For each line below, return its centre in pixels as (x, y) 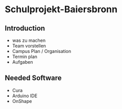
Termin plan (25, 57)
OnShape (22, 101)
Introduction (25, 28)
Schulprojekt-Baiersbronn (61, 9)
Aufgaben (22, 62)
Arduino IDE (25, 96)
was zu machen (29, 40)
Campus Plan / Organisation (42, 51)
